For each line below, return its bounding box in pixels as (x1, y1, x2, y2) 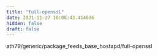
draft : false (6, 26, 40, 32)
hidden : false (6, 20, 43, 26)
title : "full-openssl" (6, 9, 64, 15)
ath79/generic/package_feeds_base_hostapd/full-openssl (6, 43, 152, 50)
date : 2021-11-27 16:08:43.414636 (6, 15, 95, 21)
